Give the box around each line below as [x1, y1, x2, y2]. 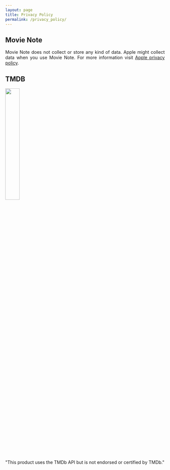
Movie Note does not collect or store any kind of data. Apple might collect [5, 49, 165, 55]
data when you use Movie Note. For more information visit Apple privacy [5, 54, 165, 61]
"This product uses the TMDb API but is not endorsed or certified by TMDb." [5, 459, 164, 465]
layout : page [5, 7, 33, 13]
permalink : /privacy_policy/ [5, 17, 67, 22]
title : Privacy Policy [5, 12, 53, 17]
